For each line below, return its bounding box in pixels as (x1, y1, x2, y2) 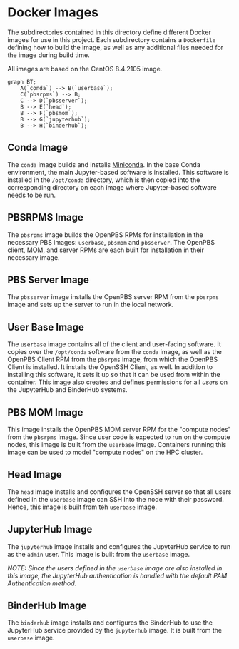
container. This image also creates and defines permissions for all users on (7, 378, 228, 386)
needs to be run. (7, 191, 56, 199)
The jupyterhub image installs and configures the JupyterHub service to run (7, 542, 230, 550)
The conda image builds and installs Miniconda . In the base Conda (7, 160, 201, 168)
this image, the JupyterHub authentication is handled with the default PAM (7, 571, 228, 580)
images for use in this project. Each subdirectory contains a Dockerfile (7, 35, 216, 44)
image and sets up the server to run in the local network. (7, 301, 174, 309)
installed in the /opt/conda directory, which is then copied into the (7, 176, 200, 184)
